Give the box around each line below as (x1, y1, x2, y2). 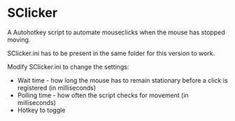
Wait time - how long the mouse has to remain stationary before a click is (17, 76, 229, 85)
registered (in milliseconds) (17, 83, 97, 92)
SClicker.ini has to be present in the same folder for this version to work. (7, 49, 215, 57)
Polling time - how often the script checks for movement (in (17, 91, 189, 99)
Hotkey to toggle (17, 106, 66, 114)
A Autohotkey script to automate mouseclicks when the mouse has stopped (7, 28, 225, 36)
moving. (7, 35, 31, 43)
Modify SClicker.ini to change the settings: (7, 62, 129, 71)
